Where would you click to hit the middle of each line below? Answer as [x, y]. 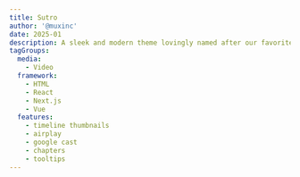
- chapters [46, 150]
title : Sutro [33, 17]
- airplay [44, 134]
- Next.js [44, 101]
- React [39, 92]
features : [35, 117]
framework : [37, 76]
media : [29, 59]
